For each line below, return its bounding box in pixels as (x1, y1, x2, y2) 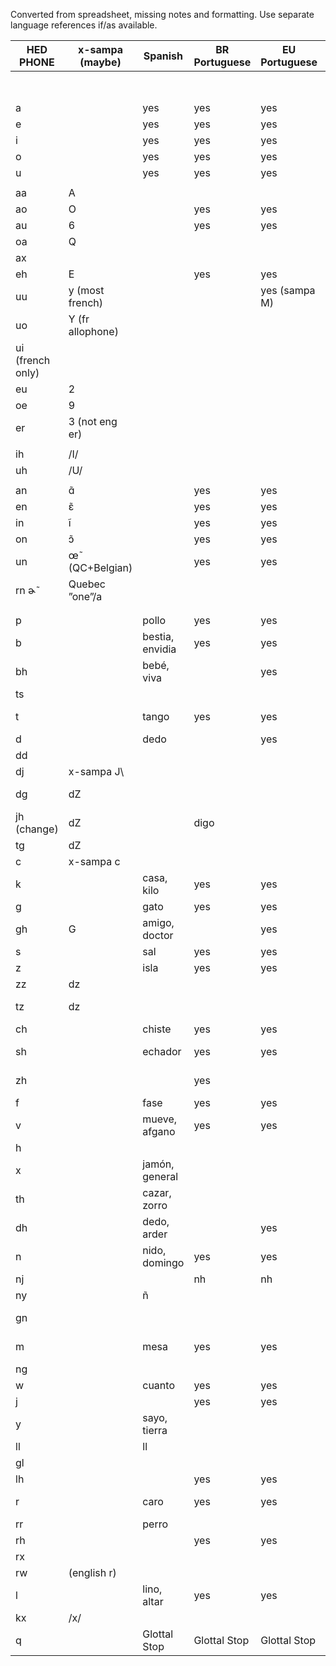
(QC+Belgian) (68, 561, 133, 574)
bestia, (142, 630, 175, 643)
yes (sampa (260, 284, 316, 297)
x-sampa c (68, 855, 121, 868)
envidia (142, 642, 177, 656)
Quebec (68, 577, 106, 591)
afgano (142, 1125, 176, 1138)
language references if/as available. (10, 19, 158, 31)
